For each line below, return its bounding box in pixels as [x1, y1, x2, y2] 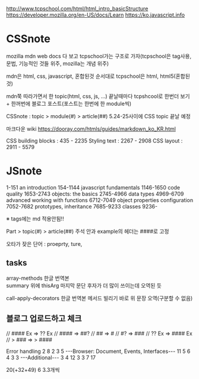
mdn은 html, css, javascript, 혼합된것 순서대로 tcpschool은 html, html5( [6, 72, 176, 80]
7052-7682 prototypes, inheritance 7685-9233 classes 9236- [6, 203, 158, 210]
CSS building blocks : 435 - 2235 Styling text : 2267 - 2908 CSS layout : [6, 137, 183, 144]
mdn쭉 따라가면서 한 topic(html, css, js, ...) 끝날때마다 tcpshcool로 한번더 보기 [6, 92, 190, 100]
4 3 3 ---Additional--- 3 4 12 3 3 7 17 [6, 353, 96, 361]
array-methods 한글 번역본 [6, 274, 70, 282]
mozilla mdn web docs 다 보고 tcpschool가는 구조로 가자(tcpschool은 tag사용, [6, 52, 192, 59]
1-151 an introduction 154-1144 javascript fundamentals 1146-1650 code [6, 184, 181, 191]
